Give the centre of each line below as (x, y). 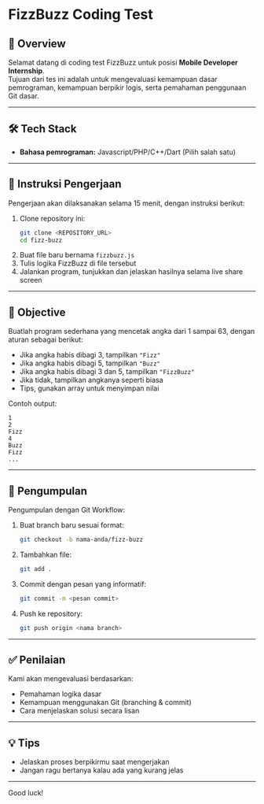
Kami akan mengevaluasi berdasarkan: (71, 679)
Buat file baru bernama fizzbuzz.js (77, 255)
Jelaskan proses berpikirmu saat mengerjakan (95, 762)
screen (31, 280)
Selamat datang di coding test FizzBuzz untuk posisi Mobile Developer (123, 62)
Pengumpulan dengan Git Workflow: (67, 510)
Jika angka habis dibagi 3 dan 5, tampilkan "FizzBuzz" (107, 372)
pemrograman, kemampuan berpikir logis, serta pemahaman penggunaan (127, 87)
